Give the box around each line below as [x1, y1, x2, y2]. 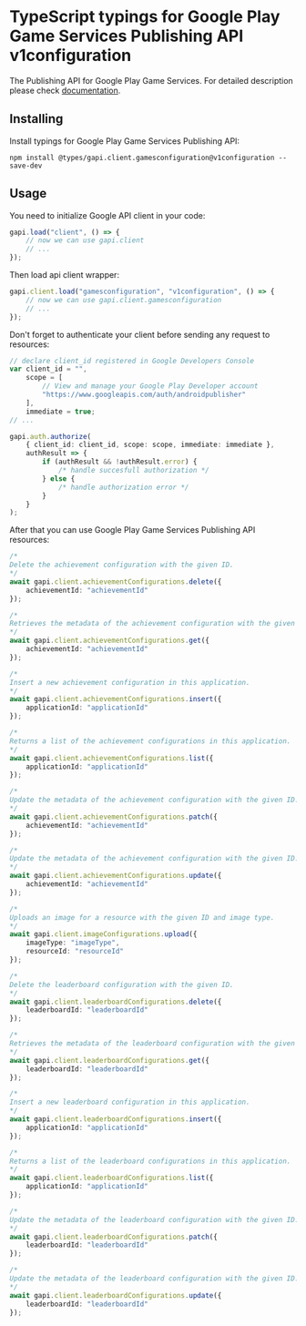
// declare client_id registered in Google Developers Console [9, 356, 255, 365]
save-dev [9, 161, 43, 170]
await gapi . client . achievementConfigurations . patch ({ [9, 812, 219, 821]
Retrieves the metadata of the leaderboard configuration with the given [9, 1039, 296, 1048]
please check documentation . [9, 85, 121, 96]
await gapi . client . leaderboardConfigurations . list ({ [9, 1173, 214, 1183]
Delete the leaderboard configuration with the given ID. [9, 980, 234, 989]
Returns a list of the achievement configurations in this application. [9, 736, 291, 746]
